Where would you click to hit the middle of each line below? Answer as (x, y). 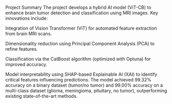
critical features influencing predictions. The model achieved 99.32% (78, 80)
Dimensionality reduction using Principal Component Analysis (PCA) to (80, 44)
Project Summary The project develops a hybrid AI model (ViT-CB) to (78, 7)
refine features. (22, 49)
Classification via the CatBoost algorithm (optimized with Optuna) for (78, 59)
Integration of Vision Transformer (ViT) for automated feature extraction (81, 28)
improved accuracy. (26, 64)
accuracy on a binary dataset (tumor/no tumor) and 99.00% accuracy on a (84, 85)
